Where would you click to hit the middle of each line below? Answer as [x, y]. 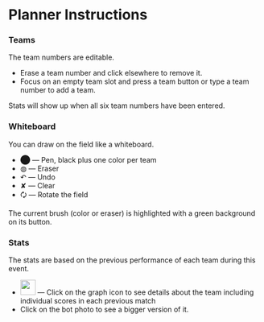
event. [19, 269]
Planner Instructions [78, 15]
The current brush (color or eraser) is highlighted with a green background [132, 213]
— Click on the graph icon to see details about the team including [146, 292]
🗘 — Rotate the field [54, 194]
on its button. [30, 221]
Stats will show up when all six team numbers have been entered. [117, 105]
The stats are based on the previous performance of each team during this [132, 260]
